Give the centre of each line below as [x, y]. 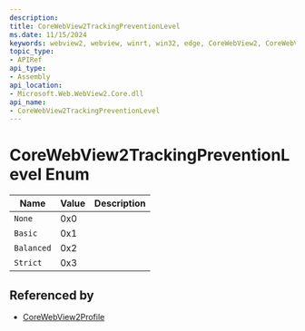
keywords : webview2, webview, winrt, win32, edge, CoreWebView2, [135, 43]
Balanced [33, 248]
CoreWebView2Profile [64, 317]
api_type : [28, 69]
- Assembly [30, 77]
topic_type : [32, 52]
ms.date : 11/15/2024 [49, 34]
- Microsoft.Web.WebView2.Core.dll [77, 93]
